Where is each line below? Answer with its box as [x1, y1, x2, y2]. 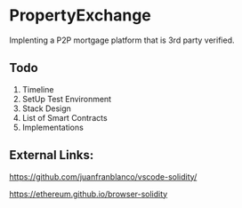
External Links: [9, 148, 94, 163]
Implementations [21, 122, 85, 132]
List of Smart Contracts [21, 112, 109, 123]
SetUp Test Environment [21, 93, 112, 104]
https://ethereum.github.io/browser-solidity [9, 188, 168, 199]
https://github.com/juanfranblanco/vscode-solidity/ [9, 171, 198, 182]
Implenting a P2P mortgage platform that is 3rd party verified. [9, 35, 235, 45]
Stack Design [21, 103, 71, 114]
